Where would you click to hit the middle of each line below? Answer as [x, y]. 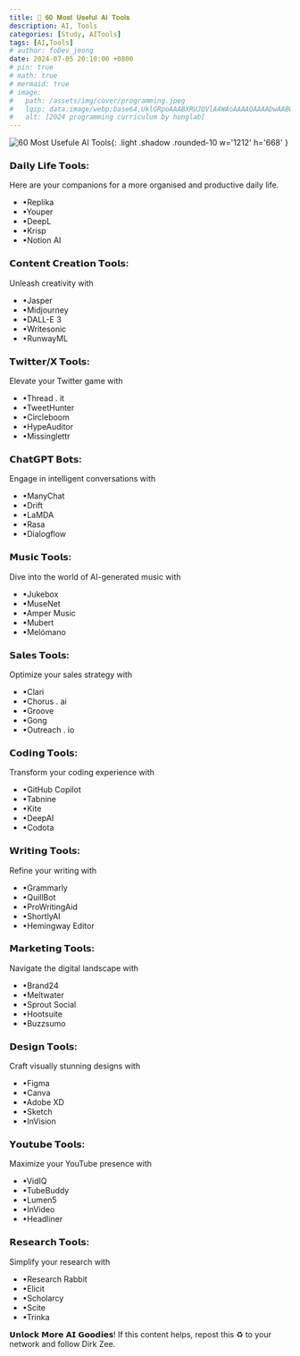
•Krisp [34, 231]
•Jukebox [40, 594]
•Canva [36, 1093]
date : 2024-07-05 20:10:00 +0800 [71, 59]
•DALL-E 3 [42, 319]
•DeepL [37, 222]
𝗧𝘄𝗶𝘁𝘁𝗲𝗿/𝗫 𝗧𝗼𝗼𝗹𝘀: [50, 361]
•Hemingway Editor [58, 925]
